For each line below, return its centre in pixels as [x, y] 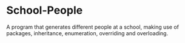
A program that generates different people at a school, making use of [93, 27]
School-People [45, 10]
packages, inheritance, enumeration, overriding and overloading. [87, 33]
